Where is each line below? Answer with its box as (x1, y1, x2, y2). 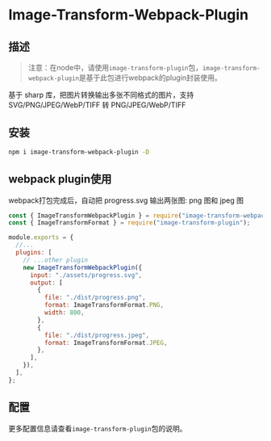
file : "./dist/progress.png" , (44, 293, 147, 302)
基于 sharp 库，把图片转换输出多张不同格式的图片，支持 (8, 90, 194, 99)
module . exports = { (8, 233, 74, 241)
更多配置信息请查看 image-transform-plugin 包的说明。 (8, 423, 187, 433)
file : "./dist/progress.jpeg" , (44, 331, 150, 339)
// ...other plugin (23, 256, 89, 264)
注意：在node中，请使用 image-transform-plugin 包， (27, 63, 203, 72)
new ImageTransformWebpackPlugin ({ (23, 263, 143, 271)
